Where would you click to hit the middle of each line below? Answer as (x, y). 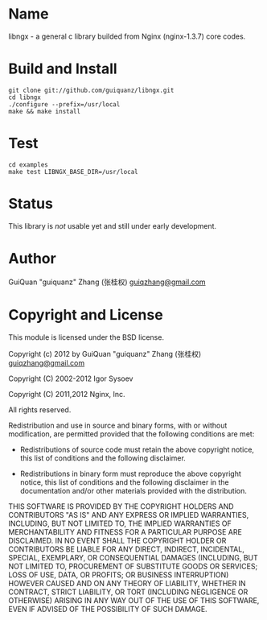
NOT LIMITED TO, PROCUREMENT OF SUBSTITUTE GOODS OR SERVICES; (133, 566)
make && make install (45, 111)
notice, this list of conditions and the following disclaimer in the (124, 482)
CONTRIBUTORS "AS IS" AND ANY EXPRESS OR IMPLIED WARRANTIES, (129, 515)
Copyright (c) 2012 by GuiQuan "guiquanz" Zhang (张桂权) (105, 353)
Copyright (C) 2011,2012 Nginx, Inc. (67, 394)
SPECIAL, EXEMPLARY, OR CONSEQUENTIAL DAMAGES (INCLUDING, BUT (133, 557)
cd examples (28, 165)
